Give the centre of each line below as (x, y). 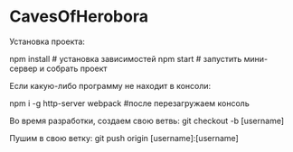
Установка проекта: (47, 41)
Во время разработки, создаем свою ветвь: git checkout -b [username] (147, 121)
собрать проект (77, 68)
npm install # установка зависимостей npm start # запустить (126, 58)
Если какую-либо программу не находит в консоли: (110, 85)
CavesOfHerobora (79, 17)
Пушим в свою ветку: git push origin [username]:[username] (124, 138)
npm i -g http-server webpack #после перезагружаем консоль (130, 103)
